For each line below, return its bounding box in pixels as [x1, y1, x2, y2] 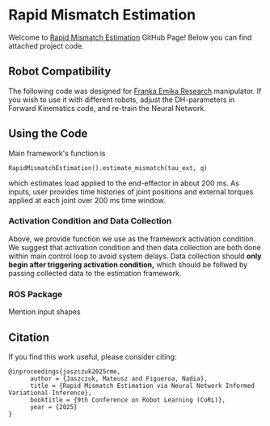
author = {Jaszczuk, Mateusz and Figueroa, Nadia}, [29, 374, 208, 382]
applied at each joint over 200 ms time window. [8, 195, 166, 205]
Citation [8, 330, 50, 344]
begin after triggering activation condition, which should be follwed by [8, 259, 248, 269]
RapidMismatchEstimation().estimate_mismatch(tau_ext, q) [8, 164, 208, 172]
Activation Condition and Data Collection [8, 215, 172, 227]
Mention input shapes [8, 307, 81, 317]
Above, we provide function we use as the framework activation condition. [8, 233, 256, 244]
